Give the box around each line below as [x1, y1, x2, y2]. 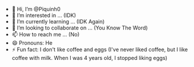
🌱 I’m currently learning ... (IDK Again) [11, 18, 105, 25]
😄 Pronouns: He [11, 39, 52, 46]
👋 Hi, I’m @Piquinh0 [11, 6, 61, 12]
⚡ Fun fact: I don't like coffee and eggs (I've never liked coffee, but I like [11, 46, 188, 53]
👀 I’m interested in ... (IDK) [11, 12, 76, 19]
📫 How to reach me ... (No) [11, 31, 80, 38]
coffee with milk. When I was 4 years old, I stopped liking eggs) [11, 55, 168, 61]
